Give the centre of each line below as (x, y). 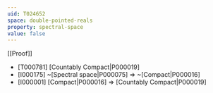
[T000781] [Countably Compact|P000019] (78, 67)
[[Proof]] (20, 54)
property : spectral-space (45, 27)
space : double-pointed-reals (50, 20)
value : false (26, 33)
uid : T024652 (26, 14)
